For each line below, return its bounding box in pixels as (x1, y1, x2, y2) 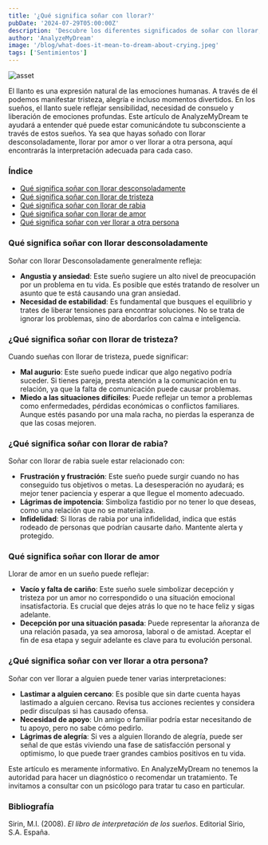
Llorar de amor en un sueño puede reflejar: (8, 569, 149, 579)
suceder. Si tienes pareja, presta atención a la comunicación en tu (19, 375, 237, 385)
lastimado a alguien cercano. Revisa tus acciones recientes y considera (19, 697, 255, 707)
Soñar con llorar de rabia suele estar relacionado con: (8, 456, 185, 466)
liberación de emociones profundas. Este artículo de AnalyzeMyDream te (8, 112, 249, 121)
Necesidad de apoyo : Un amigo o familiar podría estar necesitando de (19, 714, 252, 724)
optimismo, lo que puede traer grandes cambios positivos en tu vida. (19, 748, 246, 758)
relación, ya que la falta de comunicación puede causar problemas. (19, 384, 242, 394)
